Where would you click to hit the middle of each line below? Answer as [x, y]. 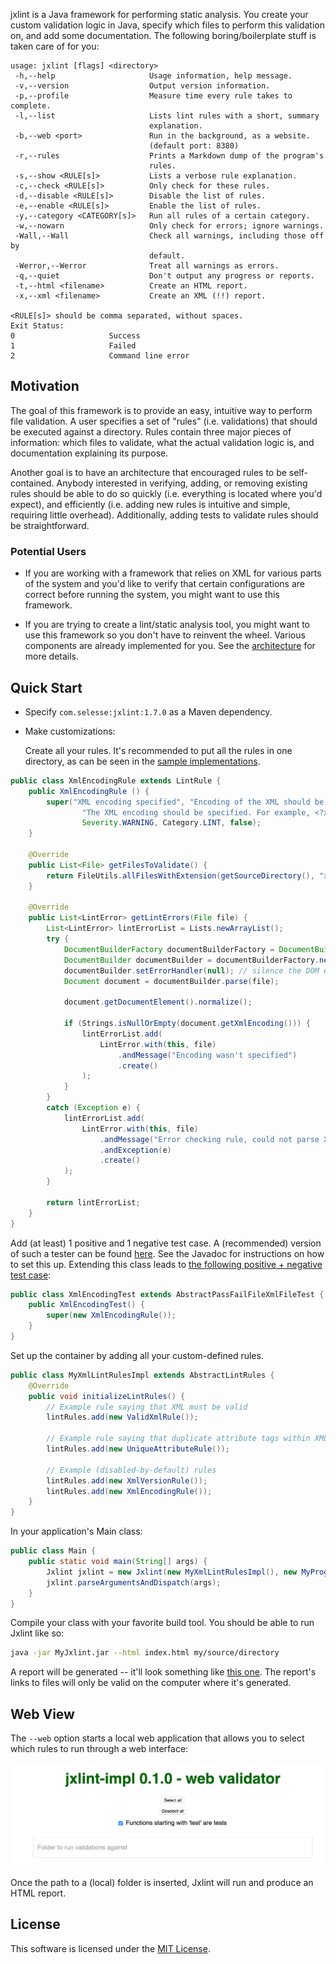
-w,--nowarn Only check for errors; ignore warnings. [169, 226]
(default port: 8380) [194, 146]
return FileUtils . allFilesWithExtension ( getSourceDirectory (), [180, 875]
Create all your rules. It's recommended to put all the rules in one [158, 750]
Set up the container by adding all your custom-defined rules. [137, 1355]
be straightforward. [50, 525]
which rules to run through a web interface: [99, 1749]
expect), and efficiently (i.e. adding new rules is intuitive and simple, [150, 504]
